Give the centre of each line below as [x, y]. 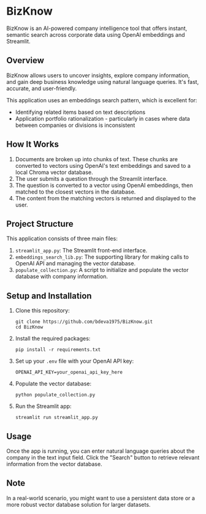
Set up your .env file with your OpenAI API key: [74, 361]
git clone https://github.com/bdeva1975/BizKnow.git [84, 322]
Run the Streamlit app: [43, 406]
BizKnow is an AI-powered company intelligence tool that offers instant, [97, 28]
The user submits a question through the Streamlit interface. [91, 178]
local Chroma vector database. [54, 172]
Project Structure [40, 224]
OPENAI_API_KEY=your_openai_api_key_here [69, 372]
